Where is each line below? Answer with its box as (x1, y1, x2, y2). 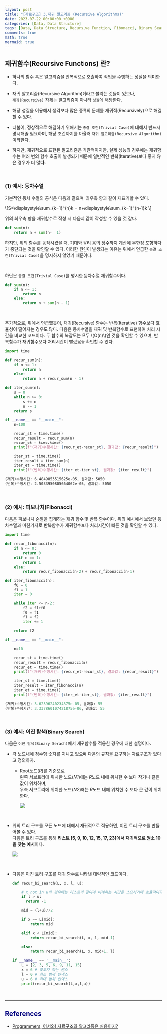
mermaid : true (5, 40, 35, 45)
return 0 (23, 550, 41, 556)
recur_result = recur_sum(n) (14, 436, 75, 441)
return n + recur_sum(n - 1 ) (23, 376, 83, 381)
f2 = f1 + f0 (23, 605, 46, 610)
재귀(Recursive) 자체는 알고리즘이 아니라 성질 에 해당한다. (12, 97, 123, 103)
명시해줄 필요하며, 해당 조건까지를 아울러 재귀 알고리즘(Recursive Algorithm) (12, 130, 162, 136)
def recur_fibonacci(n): (5, 541, 57, 546)
